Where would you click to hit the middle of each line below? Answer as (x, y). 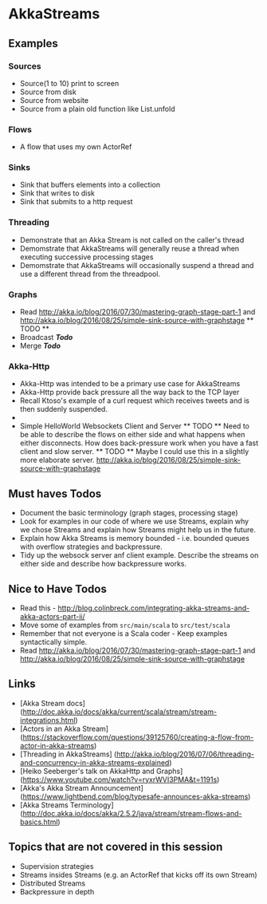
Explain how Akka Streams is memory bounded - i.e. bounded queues (134, 539)
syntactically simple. (53, 641)
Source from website (54, 100)
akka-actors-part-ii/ (52, 616)
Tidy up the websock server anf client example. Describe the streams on (139, 555)
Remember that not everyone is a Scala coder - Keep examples (124, 633)
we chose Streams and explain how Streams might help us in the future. (138, 530)
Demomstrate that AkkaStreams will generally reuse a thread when (130, 248)
